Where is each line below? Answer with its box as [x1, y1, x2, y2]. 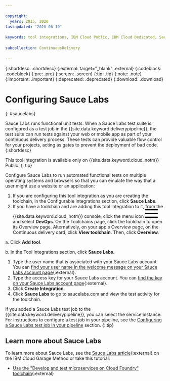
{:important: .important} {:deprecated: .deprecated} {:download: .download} [5, 76, 163, 82]
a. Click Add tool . [5, 239, 41, 245]
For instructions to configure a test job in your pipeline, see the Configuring [5, 316, 162, 323]
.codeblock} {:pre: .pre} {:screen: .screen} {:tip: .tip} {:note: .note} [5, 71, 142, 77]
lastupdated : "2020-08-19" [5, 24, 62, 29]
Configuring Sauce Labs [5, 93, 109, 105]
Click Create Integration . [12, 285, 65, 292]
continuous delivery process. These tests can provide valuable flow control [5, 136, 162, 142]
